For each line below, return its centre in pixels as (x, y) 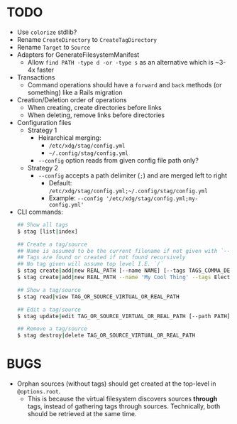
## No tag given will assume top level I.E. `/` (90, 264)
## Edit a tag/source (49, 310)
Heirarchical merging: (70, 137)
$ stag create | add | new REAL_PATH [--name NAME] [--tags (101, 271)
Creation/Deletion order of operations (72, 99)
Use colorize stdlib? (47, 32)
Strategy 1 (42, 130)
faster (46, 70)
